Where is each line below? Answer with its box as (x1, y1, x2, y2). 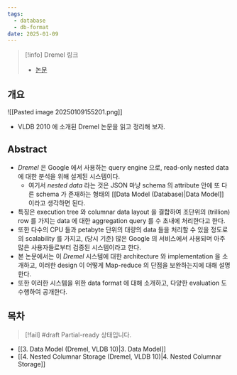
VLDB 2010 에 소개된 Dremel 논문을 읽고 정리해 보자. (17, 122, 165, 131)
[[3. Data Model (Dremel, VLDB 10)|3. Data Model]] (17, 344, 167, 353)
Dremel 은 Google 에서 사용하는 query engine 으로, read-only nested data (17, 163, 229, 171)
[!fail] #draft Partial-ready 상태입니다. (24, 330, 132, 339)
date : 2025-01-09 (7, 30, 59, 38)
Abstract (7, 143, 48, 156)
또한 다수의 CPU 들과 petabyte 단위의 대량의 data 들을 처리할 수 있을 (17, 225, 209, 234)
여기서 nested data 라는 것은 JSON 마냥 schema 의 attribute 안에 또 (28, 180, 220, 189)
